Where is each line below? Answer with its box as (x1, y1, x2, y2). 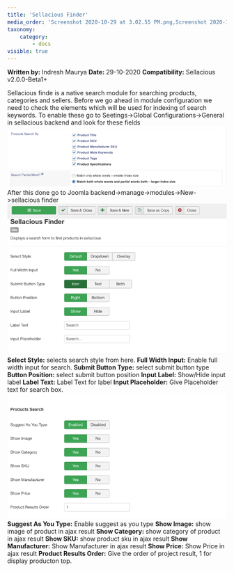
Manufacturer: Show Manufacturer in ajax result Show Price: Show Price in (7, 542, 225, 550)
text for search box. (7, 385, 64, 393)
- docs (32, 40, 52, 48)
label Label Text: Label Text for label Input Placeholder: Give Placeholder (7, 378, 219, 386)
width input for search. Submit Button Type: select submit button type (7, 363, 210, 372)
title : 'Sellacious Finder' (7, 11, 89, 18)
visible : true (7, 48, 49, 55)
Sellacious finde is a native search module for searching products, (7, 89, 197, 97)
